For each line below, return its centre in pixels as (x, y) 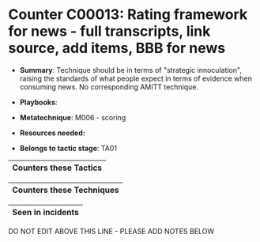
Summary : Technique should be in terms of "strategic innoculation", (131, 70)
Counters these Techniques (66, 190)
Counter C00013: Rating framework (128, 15)
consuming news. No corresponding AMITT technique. (109, 87)
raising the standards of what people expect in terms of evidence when (136, 78)
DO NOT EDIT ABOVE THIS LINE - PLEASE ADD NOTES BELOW (111, 231)
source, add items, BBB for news (117, 48)
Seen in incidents (45, 212)
